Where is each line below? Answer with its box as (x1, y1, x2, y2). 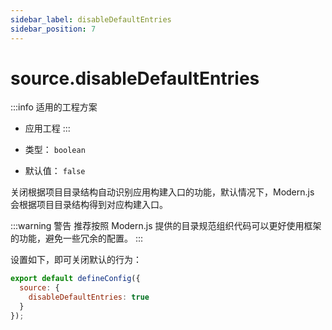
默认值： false (24, 165, 86, 177)
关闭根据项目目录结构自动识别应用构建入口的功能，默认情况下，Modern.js (10, 186, 315, 198)
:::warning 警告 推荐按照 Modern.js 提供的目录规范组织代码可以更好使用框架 (10, 220, 322, 232)
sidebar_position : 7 (10, 24, 97, 34)
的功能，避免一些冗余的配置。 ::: (10, 232, 144, 245)
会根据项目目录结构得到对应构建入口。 (10, 199, 168, 211)
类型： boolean (24, 144, 86, 156)
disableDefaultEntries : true (28, 292, 150, 303)
